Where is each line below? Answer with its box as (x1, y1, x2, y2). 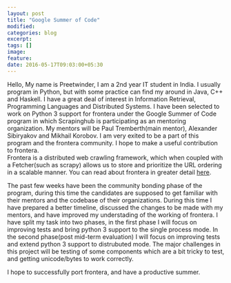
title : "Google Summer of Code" (7, 17, 100, 23)
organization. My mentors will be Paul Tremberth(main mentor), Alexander (7, 124, 218, 132)
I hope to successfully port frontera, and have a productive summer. (7, 268, 201, 276)
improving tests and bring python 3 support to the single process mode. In (7, 225, 219, 233)
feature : (7, 55, 32, 62)
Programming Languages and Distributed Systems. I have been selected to (7, 102, 220, 110)
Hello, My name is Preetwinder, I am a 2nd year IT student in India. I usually (7, 80, 221, 88)
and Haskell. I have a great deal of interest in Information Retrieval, (7, 94, 197, 103)
